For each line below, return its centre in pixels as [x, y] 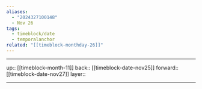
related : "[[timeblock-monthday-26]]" [55, 45]
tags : [13, 28]
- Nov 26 [23, 23]
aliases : [17, 12]
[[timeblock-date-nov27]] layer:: [46, 74]
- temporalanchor [33, 39]
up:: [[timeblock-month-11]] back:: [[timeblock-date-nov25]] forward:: [93, 67]
